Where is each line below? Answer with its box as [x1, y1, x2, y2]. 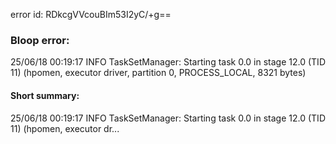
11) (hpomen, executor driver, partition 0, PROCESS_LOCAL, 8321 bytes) [10, 67, 307, 79]
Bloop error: [10, 33, 70, 47]
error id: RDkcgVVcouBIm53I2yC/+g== [10, 9, 172, 20]
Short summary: [10, 89, 80, 101]
